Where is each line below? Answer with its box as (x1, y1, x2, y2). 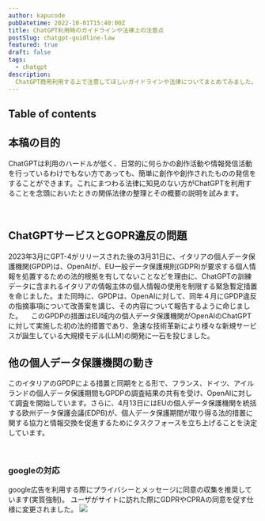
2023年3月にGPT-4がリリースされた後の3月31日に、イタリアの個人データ (8, 251, 249, 261)
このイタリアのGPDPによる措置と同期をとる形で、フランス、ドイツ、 (8, 378, 234, 388)
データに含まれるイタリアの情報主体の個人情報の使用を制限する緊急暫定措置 (8, 281, 258, 291)
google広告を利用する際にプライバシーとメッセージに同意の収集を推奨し (8, 485, 245, 494)
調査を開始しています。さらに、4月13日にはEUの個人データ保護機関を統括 (14, 398, 257, 408)
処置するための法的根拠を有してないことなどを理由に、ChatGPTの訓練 (21, 271, 252, 281)
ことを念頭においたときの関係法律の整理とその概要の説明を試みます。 (14, 188, 244, 198)
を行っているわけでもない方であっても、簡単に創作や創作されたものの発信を (8, 168, 257, 178)
